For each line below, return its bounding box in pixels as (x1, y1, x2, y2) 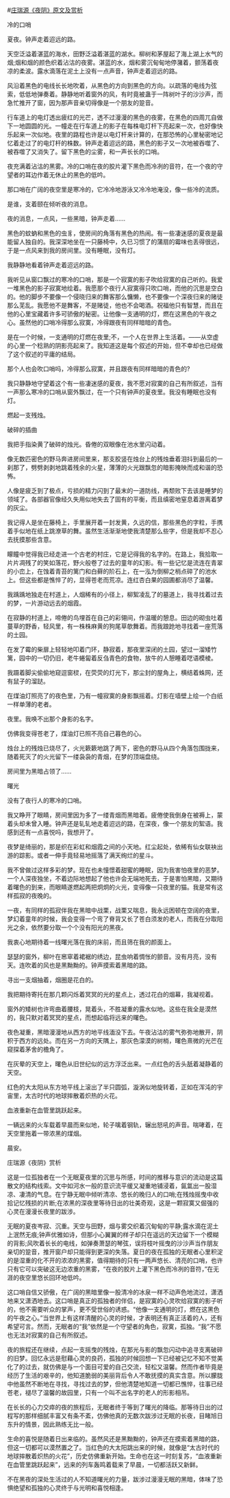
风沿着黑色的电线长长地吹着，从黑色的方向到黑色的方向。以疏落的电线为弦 (7, 82, 217, 89)
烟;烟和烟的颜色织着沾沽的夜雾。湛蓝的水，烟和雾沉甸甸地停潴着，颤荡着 (7, 58, 214, 67)
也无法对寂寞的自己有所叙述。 (7, 1331, 91, 1339)
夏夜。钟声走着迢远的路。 (7, 35, 79, 43)
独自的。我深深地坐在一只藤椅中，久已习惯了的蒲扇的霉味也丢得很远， (25, 238, 223, 246)
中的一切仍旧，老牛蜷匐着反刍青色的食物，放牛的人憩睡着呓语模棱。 (25, 654, 217, 662)
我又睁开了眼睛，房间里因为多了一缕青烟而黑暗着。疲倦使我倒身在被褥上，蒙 (7, 811, 223, 819)
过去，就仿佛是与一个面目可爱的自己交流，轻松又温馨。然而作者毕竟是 (25, 1363, 223, 1371)
